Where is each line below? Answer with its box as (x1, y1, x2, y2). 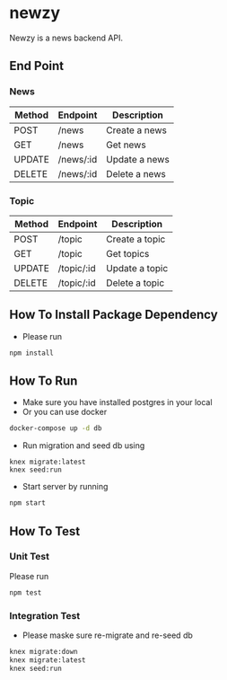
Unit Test (9, 551, 49, 563)
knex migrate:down (9, 648, 78, 657)
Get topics (106, 247, 150, 260)
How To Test (9, 524, 81, 539)
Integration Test (9, 609, 81, 622)
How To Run (9, 374, 78, 388)
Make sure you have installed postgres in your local (22, 397, 213, 408)
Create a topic (106, 233, 166, 245)
